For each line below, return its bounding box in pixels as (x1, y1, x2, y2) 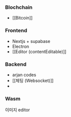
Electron (12, 43, 29, 49)
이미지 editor (5, 107, 30, 113)
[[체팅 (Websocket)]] (12, 78, 54, 83)
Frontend (5, 27, 27, 34)
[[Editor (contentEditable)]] (12, 48, 67, 55)
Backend (5, 60, 27, 67)
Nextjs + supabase (12, 38, 50, 44)
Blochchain (5, 4, 33, 11)
